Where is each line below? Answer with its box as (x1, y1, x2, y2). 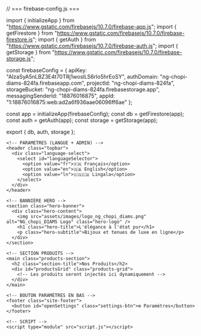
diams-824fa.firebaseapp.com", (6, 79, 85, 87)
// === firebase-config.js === (6, 5, 80, 12)
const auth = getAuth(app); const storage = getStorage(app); (6, 117, 158, 124)
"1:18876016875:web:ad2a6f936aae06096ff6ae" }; (6, 99, 132, 106)
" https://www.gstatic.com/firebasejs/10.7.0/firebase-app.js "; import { (6, 23, 177, 30)
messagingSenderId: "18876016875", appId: (6, 93, 116, 99)
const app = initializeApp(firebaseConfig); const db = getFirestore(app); (6, 111, 185, 117)
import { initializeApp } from (6, 17, 75, 23)
